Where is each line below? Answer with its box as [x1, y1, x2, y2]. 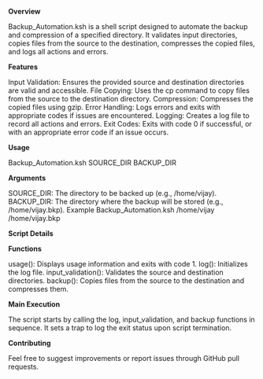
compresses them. [8, 285, 69, 293]
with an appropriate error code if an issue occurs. [8, 127, 169, 137]
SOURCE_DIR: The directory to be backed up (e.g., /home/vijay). [8, 189, 217, 197]
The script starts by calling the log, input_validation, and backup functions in [8, 315, 256, 324]
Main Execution [8, 300, 61, 309]
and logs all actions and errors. [8, 47, 109, 56]
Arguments [8, 173, 46, 182]
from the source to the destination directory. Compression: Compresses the [8, 94, 254, 103]
